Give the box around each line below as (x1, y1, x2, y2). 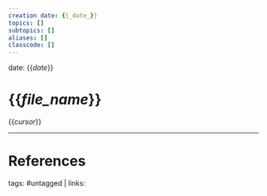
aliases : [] (8, 33, 48, 42)
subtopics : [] (8, 26, 56, 34)
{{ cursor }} (8, 117, 42, 127)
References (8, 152, 86, 171)
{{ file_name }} (8, 90, 102, 109)
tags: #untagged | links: (8, 179, 86, 187)
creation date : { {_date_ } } (8, 11, 98, 20)
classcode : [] (8, 41, 56, 49)
